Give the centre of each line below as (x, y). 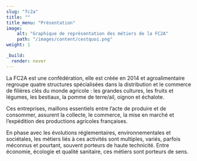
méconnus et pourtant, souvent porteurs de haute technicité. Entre (88, 145)
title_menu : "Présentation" (41, 23)
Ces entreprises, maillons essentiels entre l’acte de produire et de (86, 108)
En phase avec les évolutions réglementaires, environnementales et (88, 132)
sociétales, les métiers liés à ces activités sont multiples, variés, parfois (93, 139)
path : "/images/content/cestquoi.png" (65, 39)
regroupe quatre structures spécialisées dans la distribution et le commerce (99, 84)
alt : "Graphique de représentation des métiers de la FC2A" (93, 34)
